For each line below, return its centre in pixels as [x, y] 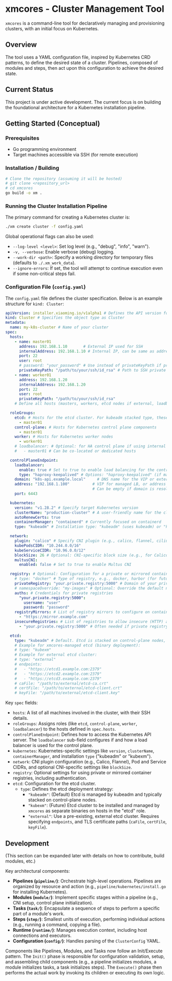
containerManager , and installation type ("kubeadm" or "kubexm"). [82, 756]
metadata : [16, 323]
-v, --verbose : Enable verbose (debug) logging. [63, 252]
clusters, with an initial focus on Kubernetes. [52, 28]
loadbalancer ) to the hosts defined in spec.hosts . [64, 729]
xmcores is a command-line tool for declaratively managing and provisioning [85, 23]
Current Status [29, 90]
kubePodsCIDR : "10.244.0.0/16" [48, 545]
